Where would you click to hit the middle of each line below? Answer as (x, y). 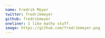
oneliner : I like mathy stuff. (38, 23)
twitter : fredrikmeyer (29, 14)
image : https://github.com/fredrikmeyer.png (53, 28)
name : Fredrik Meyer (27, 10)
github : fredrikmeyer (28, 19)
